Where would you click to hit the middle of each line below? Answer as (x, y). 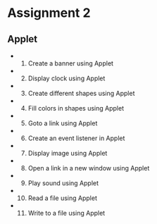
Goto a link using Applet (63, 123)
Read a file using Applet (62, 198)
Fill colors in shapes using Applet (76, 108)
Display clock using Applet (67, 78)
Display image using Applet (68, 153)
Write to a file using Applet (67, 213)
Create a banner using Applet (71, 63)
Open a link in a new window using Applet (89, 168)
